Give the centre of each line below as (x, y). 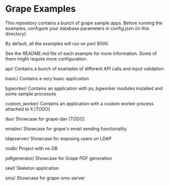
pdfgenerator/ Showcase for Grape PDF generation (59, 158)
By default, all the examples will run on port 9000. (57, 43)
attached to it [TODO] (28, 109)
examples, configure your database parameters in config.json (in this (77, 28)
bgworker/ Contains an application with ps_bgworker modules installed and (84, 88)
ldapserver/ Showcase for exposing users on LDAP (58, 138)
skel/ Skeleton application (32, 168)
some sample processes (31, 94)
